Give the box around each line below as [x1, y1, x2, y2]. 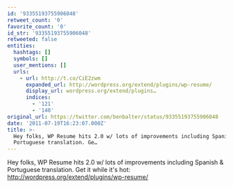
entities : [7, 42, 36, 49]
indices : [25, 94, 51, 101]
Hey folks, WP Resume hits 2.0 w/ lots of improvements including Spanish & [7, 158, 224, 166]
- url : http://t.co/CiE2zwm [19, 74, 101, 82]
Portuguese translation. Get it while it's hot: [7, 166, 130, 174]
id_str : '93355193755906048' [7, 29, 92, 37]
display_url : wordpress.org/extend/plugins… [25, 87, 157, 94]
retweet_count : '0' [7, 17, 64, 24]
